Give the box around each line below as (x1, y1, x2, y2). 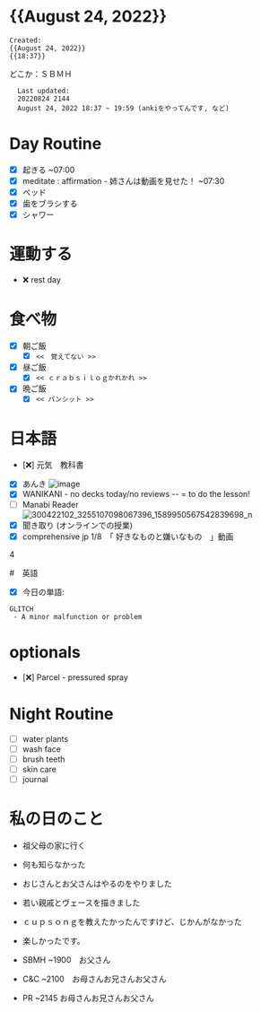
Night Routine (9, 703, 114, 724)
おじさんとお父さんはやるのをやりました (22, 877, 172, 889)
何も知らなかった (22, 859, 86, 869)
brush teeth (22, 754, 65, 764)
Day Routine (9, 134, 102, 154)
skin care (22, 763, 57, 774)
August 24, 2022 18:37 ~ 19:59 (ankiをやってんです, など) (17, 103, 231, 113)
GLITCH (9, 604, 34, 614)
